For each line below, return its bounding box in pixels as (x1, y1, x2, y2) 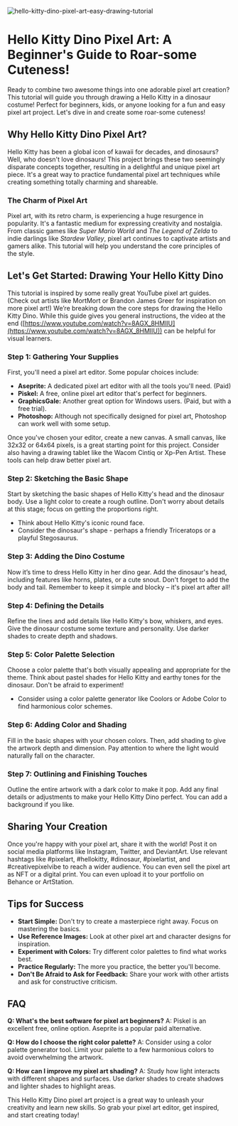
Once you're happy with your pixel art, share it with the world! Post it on (7, 840, 217, 848)
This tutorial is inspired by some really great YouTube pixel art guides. (7, 289, 211, 297)
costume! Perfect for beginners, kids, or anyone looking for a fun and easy (7, 100, 226, 109)
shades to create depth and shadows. (7, 632, 118, 640)
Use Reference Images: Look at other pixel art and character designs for (17, 932, 232, 940)
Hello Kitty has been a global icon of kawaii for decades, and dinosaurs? (7, 147, 219, 156)
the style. (7, 250, 35, 258)
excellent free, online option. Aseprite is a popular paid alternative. (7, 1024, 202, 1033)
